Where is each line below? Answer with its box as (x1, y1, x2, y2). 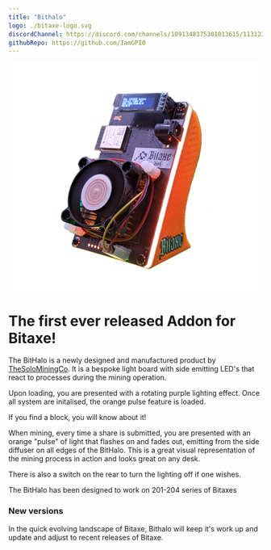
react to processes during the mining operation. (8, 372, 167, 383)
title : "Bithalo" (8, 13, 67, 21)
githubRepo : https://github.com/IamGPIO (8, 39, 147, 47)
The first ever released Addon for (8, 312, 236, 330)
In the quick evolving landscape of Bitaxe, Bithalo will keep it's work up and (8, 523, 258, 533)
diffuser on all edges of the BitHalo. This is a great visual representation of (8, 445, 256, 456)
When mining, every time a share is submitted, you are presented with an (8, 428, 252, 438)
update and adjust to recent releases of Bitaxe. (8, 532, 164, 542)
